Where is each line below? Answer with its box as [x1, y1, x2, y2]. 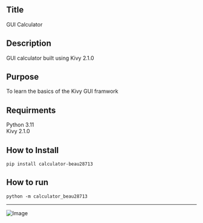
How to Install [6, 145, 59, 155]
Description [6, 39, 51, 49]
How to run [6, 177, 49, 187]
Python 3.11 [6, 121, 34, 128]
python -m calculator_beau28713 [6, 193, 88, 199]
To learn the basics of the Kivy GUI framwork [6, 87, 119, 95]
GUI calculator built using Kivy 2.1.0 [6, 54, 94, 61]
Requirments [6, 105, 56, 115]
